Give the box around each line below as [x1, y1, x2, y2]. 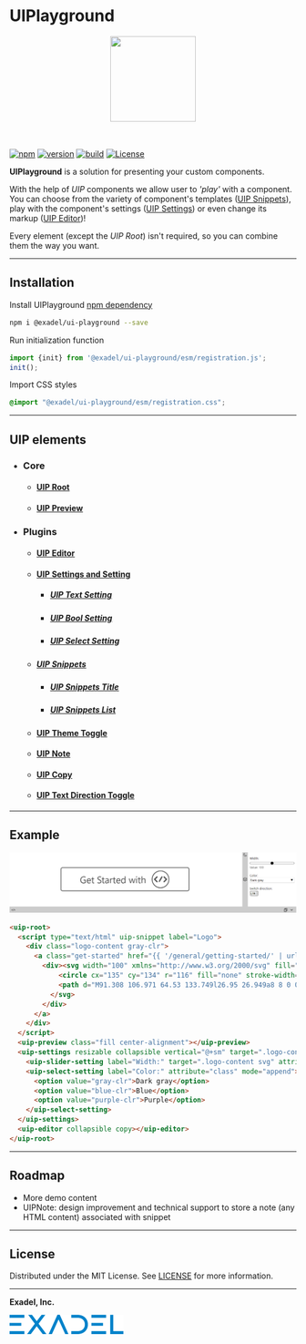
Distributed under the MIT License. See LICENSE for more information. [9, 1270, 274, 1281]
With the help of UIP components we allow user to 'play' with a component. [9, 183, 293, 194]
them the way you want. [9, 240, 100, 251]
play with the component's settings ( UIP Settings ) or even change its [9, 202, 267, 214]
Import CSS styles [9, 379, 77, 390]
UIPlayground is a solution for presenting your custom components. [9, 166, 265, 177]
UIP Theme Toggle [36, 727, 107, 738]
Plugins [22, 525, 57, 538]
